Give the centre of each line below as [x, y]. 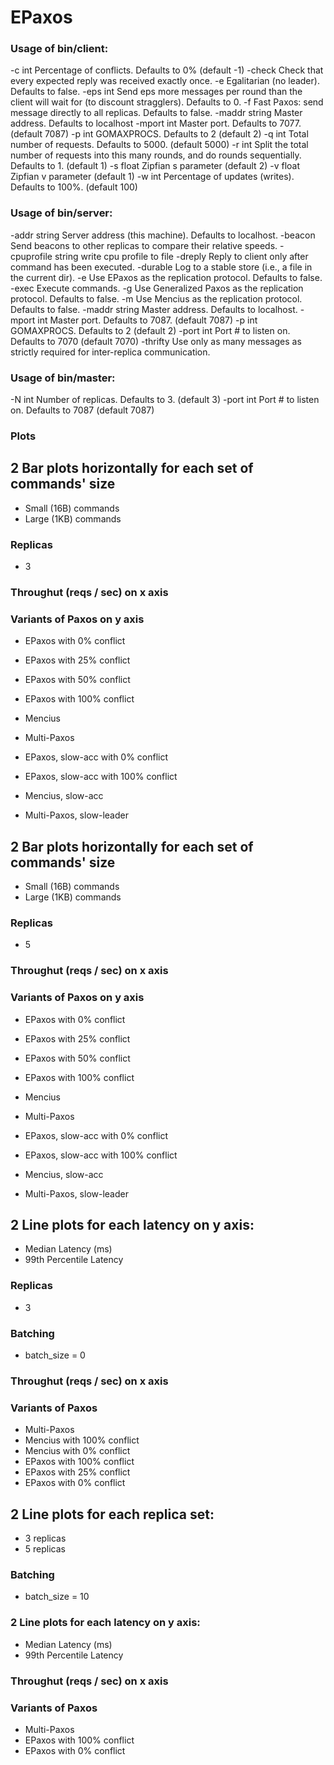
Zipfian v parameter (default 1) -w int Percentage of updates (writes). [152, 177]
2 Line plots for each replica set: [112, 1514]
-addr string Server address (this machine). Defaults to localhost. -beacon [163, 235]
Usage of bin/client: [59, 49]
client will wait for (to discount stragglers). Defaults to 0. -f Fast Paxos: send [167, 102]
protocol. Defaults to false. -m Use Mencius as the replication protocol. [156, 298]
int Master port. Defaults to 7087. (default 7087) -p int [147, 320]
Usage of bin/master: [63, 378]
